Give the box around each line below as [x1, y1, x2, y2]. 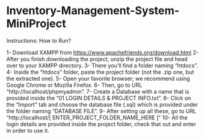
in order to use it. [6, 127, 50, 134]
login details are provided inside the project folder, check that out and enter [6, 120, 196, 127]
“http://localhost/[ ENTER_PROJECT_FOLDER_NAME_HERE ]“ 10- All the [6, 114, 188, 121]
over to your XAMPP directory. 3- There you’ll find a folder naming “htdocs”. [6, 62, 198, 69]
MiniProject [6, 17, 66, 31]
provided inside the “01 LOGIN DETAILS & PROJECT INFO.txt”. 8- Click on [6, 94, 192, 102]
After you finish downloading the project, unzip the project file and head [6, 55, 188, 62]
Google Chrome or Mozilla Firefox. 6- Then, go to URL [6, 81, 143, 89]
